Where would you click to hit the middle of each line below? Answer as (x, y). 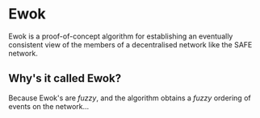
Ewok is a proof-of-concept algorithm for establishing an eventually (121, 36)
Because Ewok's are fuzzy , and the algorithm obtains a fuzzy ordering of (130, 98)
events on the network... (49, 106)
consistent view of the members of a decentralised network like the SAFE (130, 44)
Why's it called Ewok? (65, 78)
